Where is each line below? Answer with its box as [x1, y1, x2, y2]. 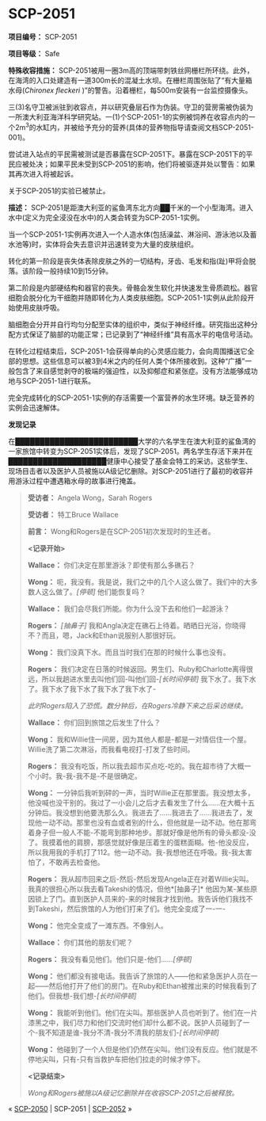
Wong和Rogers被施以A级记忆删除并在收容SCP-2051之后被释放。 [27, 1088, 239, 1097]
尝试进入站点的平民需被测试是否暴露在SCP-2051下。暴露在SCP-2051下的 [8, 149, 246, 158]
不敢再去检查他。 [48, 857, 104, 867]
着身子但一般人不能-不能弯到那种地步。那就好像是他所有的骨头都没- [27, 827, 249, 837]
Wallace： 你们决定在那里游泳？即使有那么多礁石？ [27, 560, 196, 570]
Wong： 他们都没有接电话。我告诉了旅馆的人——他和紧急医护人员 [27, 971, 244, 981]
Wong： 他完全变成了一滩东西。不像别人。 [27, 921, 168, 930]
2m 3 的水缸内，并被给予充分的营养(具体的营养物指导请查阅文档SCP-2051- [14, 120, 255, 132]
